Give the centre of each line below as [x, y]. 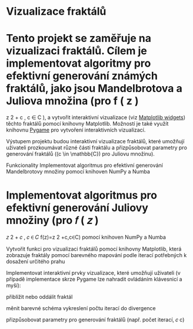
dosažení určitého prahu [36, 262]
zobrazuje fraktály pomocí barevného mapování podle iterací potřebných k [96, 255]
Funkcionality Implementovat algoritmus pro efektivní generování [84, 165]
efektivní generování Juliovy [77, 208]
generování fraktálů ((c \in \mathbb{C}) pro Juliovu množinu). [80, 154]
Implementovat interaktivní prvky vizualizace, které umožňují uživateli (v [93, 273]
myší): [14, 285]
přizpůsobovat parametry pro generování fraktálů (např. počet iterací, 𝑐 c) [95, 320]
